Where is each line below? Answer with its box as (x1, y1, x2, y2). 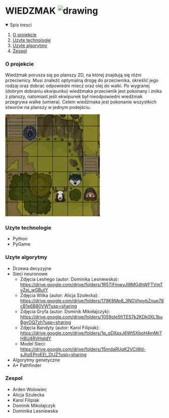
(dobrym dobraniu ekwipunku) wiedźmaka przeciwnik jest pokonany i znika (5, 88, 162, 94)
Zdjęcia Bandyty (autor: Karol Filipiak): (20, 324, 100, 330)
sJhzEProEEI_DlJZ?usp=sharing (20, 351, 87, 357)
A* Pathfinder (12, 362, 42, 368)
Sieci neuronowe (12, 271, 48, 277)
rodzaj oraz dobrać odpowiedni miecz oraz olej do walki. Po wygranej (5, 83, 150, 89)
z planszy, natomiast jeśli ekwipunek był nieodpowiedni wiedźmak (5, 94, 143, 100)
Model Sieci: (20, 340, 46, 347)
